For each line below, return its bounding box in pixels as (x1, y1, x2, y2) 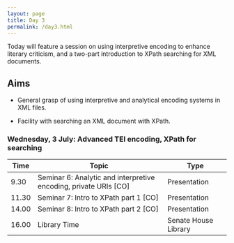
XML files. (17, 103, 47, 112)
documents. (7, 57, 42, 66)
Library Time (37, 220, 79, 230)
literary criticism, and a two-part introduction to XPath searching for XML (7, 50, 217, 58)
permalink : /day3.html (7, 23, 73, 30)
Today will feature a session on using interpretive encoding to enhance (7, 43, 211, 51)
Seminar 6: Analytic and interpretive (37, 172, 155, 182)
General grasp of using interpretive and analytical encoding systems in (17, 96, 221, 105)
